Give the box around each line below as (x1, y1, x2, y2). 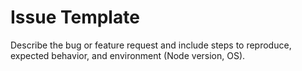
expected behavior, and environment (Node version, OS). (10, 49, 246, 61)
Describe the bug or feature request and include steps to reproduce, (10, 39, 292, 51)
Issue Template (10, 6, 140, 29)
